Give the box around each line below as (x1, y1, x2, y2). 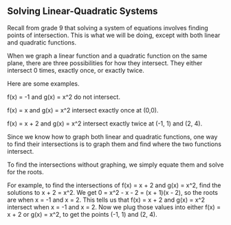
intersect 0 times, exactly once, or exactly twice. (7, 66, 144, 74)
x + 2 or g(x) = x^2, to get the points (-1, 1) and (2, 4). (7, 210, 157, 218)
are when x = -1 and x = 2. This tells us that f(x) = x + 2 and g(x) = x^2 (7, 196, 205, 204)
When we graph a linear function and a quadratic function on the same (7, 51, 208, 60)
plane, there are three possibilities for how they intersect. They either (7, 58, 203, 67)
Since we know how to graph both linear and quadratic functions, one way (7, 132, 218, 141)
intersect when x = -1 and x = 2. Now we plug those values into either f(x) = (7, 202, 221, 211)
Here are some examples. (7, 79, 80, 88)
